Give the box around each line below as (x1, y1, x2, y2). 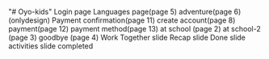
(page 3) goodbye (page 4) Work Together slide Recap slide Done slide (8, 32, 246, 42)
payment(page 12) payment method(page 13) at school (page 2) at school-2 (8, 24, 261, 33)
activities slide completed (8, 41, 94, 51)
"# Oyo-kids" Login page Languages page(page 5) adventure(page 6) (8, 7, 242, 16)
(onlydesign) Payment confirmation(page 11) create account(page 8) (8, 15, 236, 25)
